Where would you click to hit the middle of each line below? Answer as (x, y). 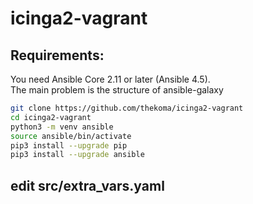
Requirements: (57, 55)
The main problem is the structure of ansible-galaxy (117, 90)
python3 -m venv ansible (62, 127)
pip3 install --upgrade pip (69, 145)
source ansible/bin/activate (71, 136)
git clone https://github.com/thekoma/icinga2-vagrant (127, 108)
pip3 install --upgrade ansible (77, 155)
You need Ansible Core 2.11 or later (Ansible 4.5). (110, 79)
